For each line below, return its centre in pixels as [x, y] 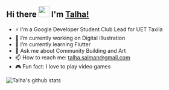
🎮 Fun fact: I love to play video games [63, 66]
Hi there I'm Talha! [48, 15]
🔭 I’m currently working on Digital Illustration [70, 38]
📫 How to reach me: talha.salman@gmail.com [73, 57]
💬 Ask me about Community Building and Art [70, 50]
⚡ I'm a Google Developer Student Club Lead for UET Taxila [89, 29]
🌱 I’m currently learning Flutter [53, 44]
